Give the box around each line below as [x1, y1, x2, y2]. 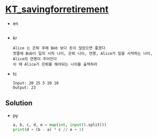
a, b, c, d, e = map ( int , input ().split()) [12, 122, 107, 127]
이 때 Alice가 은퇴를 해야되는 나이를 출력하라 [12, 62, 98, 67]
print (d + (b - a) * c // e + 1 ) [12, 127, 84, 132]
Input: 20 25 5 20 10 [12, 80, 59, 86]
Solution [5, 99, 33, 107]
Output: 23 [12, 85, 36, 90]
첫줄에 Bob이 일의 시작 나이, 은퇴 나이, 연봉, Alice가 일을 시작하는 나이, [12, 51, 153, 56]
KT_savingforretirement [5, 4, 109, 15]
